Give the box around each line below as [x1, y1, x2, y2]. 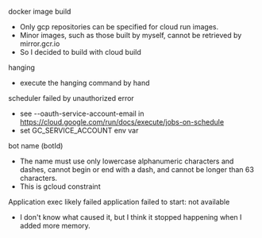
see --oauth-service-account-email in [19, 109, 144, 118]
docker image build [8, 7, 71, 16]
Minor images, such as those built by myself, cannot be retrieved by [19, 31, 242, 40]
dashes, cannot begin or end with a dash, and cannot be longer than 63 [19, 165, 254, 174]
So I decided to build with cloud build [19, 48, 141, 56]
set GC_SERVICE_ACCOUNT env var [19, 126, 139, 135]
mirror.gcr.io [19, 39, 60, 48]
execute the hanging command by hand [19, 79, 150, 87]
